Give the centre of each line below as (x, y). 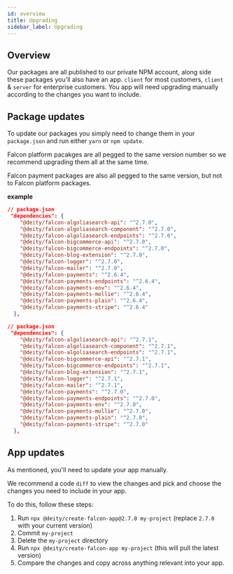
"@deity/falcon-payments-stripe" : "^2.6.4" (84, 307)
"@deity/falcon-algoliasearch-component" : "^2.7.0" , (98, 229)
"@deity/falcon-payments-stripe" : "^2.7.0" (84, 425)
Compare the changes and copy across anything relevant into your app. (121, 563)
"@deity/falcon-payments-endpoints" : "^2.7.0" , (90, 398)
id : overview (26, 14)
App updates (36, 453)
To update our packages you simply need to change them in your (101, 133)
